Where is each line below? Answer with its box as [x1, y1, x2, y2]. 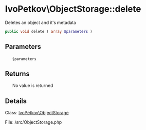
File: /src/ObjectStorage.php [5, 119, 62, 125]
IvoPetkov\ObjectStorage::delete [5, 3, 141, 15]
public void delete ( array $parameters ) [5, 29, 92, 34]
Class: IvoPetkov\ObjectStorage [5, 110, 69, 116]
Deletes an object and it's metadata [5, 20, 76, 25]
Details [5, 97, 27, 105]
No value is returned [12, 83, 54, 88]
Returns [5, 70, 30, 78]
